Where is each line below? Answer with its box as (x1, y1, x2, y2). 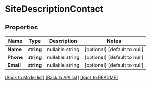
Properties (5, 23, 38, 31)
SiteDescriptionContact (5, 3, 104, 15)
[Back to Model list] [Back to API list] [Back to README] (5, 75, 118, 80)
